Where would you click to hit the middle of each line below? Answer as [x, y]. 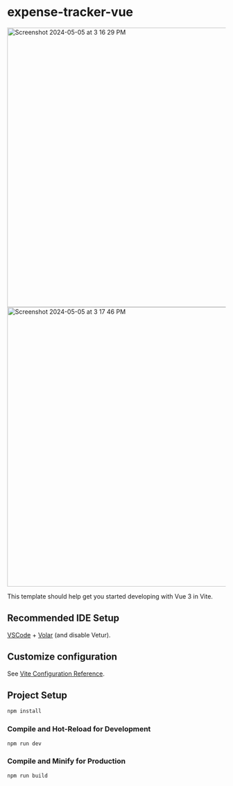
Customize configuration [62, 657]
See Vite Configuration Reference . [56, 674]
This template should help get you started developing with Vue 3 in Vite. [110, 596]
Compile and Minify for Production [67, 761]
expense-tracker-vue [70, 12]
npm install [24, 711]
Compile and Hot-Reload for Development [79, 729]
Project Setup [37, 695]
